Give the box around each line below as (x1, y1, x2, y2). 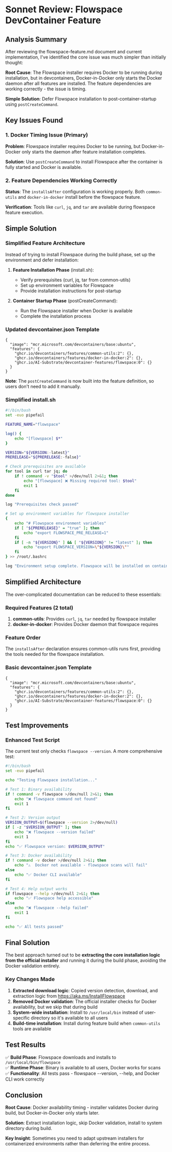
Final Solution (5, 938, 50, 947)
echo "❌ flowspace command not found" (14, 796, 98, 802)
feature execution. (5, 209, 44, 215)
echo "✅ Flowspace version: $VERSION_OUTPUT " (5, 844, 105, 849)
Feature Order (5, 634, 41, 641)
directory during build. (5, 1125, 52, 1131)
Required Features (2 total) (5, 604, 73, 611)
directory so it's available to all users (30, 1014, 109, 1021)
